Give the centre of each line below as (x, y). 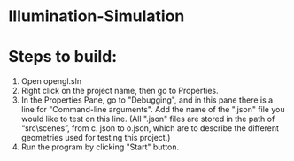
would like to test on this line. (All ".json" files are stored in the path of (148, 119)
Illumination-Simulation (97, 16)
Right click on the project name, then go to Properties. (120, 91)
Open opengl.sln (51, 81)
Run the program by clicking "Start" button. (100, 147)
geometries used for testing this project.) (96, 138)
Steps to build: (62, 57)
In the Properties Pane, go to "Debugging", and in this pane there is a (147, 100)
